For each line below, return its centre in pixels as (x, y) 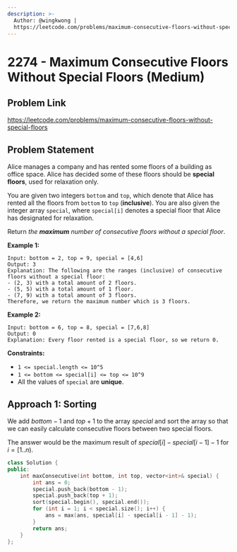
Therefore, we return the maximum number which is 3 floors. (99, 302)
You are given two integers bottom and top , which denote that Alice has (110, 196)
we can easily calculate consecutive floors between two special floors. (110, 429)
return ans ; (50, 528)
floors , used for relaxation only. (53, 182)
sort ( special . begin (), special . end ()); (91, 503)
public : (19, 469)
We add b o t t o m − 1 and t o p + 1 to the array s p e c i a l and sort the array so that (118, 421)
